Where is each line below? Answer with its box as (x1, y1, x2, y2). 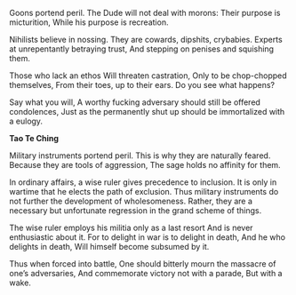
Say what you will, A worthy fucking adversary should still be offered (9, 97, 260, 108)
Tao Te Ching (9, 133, 60, 143)
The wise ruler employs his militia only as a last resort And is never (9, 222, 253, 233)
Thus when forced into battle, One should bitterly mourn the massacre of (9, 259, 276, 269)
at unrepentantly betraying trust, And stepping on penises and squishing (9, 44, 274, 54)
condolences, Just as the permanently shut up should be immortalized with (9, 107, 285, 116)
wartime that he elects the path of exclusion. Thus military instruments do (9, 187, 279, 196)
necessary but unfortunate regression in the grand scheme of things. (9, 205, 262, 216)
